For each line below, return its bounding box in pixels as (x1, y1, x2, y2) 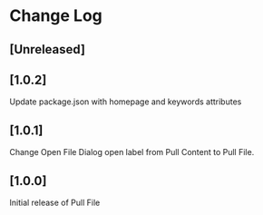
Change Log (9, 5, 102, 26)
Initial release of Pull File (9, 197, 101, 209)
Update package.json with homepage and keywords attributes (9, 96, 242, 107)
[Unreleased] (9, 42, 86, 57)
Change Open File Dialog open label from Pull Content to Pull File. (9, 147, 255, 158)
